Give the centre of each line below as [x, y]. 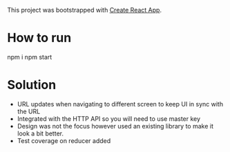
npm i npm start [30, 57]
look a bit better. [40, 133]
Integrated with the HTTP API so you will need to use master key [109, 118]
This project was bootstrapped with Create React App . [85, 10]
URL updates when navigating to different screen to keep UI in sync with [120, 104]
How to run [39, 38]
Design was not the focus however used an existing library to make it [115, 126]
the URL [29, 111]
